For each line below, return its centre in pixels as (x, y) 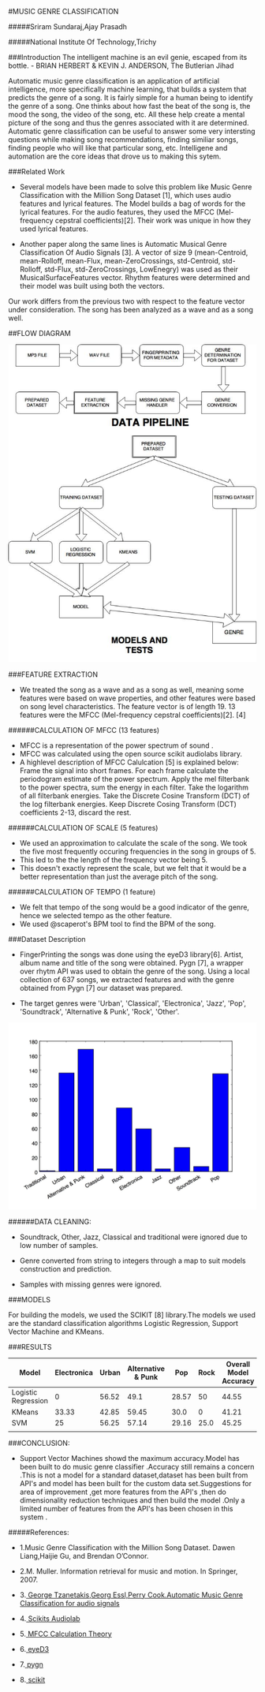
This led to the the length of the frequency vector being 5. (114, 860)
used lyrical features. (54, 229)
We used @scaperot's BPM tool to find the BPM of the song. (118, 924)
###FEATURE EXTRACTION (53, 674)
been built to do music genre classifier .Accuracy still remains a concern (137, 1466)
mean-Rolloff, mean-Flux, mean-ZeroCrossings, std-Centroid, (120, 261)
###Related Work (37, 172)
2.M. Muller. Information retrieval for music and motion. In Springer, (129, 1571)
